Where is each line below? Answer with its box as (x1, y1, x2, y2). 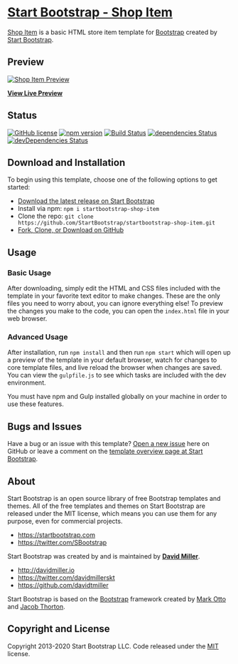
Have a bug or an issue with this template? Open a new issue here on (7, 440, 210, 448)
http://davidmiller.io (17, 566, 75, 574)
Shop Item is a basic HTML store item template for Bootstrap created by (7, 28, 218, 36)
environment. (7, 378, 46, 387)
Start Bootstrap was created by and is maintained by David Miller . (7, 551, 200, 560)
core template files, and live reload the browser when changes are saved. (7, 363, 222, 372)
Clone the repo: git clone (17, 212, 94, 221)
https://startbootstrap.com (17, 530, 96, 539)
